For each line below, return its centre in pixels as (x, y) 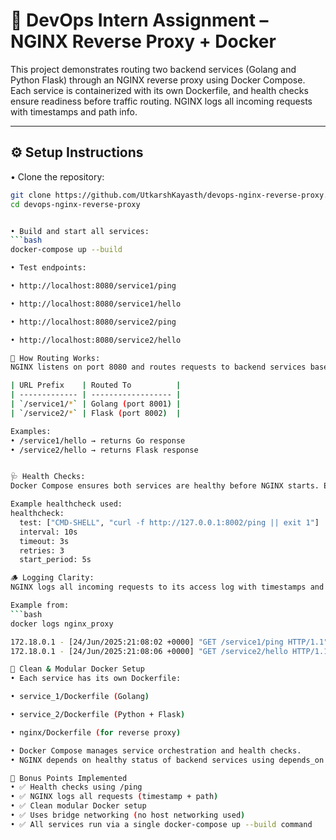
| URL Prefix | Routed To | (96, 385)
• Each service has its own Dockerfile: (96, 679)
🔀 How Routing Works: (55, 358)
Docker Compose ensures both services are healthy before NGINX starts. (165, 486)
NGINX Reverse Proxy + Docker (143, 41)
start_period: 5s (55, 560)
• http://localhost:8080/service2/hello (96, 340)
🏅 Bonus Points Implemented (69, 778)
